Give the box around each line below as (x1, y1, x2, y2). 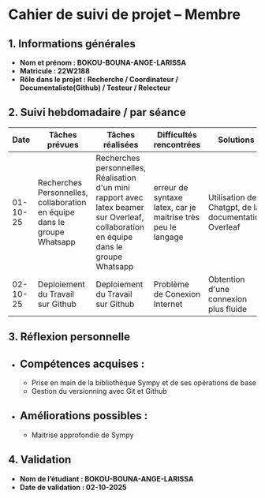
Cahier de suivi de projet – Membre (8, 6, 241, 24)
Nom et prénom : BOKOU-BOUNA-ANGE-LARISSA (19, 58, 187, 67)
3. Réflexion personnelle (8, 330, 130, 344)
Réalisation (95, 172, 136, 183)
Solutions (218, 134, 255, 145)
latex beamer (95, 201, 144, 212)
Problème (153, 279, 189, 290)
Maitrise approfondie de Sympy (31, 430, 134, 440)
